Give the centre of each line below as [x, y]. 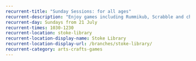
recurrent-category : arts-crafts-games [54, 49]
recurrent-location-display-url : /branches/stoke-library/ [79, 44]
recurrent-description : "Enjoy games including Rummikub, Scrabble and [94, 17]
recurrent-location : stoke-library [49, 33]
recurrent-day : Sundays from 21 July [51, 22]
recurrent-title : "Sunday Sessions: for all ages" [68, 11]
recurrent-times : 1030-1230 [40, 28]
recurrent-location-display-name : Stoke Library [66, 38]
